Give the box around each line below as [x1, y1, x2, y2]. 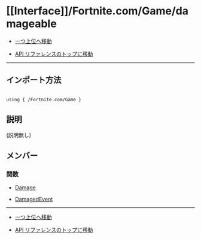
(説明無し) [6, 131, 32, 138]
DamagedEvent [14, 196, 53, 203]
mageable [6, 17, 57, 31]
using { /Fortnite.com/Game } [6, 96, 82, 102]
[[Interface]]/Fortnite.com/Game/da [6, 4, 189, 18]
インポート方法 [6, 75, 62, 85]
